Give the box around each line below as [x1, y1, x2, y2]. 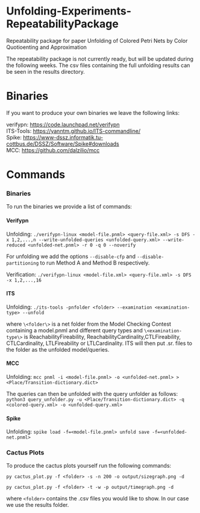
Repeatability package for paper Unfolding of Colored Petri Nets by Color [6, 37, 188, 44]
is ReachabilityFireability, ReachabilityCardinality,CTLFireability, [23, 333, 181, 340]
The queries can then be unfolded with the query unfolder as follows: [6, 390, 178, 397]
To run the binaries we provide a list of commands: [6, 203, 133, 210]
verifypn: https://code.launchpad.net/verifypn [6, 121, 120, 128]
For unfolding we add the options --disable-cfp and [6, 253, 136, 260]
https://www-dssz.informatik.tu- [23, 134, 104, 141]
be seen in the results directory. [6, 68, 86, 75]
